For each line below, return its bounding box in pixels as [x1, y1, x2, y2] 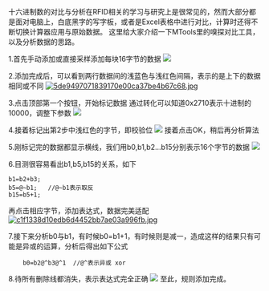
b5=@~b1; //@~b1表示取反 [8, 184, 94, 192]
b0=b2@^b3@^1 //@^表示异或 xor [22, 259, 126, 267]
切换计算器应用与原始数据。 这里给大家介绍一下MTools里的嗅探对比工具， [14, 27, 260, 36]
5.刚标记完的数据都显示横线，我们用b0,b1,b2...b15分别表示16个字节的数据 [8, 143, 251, 152]
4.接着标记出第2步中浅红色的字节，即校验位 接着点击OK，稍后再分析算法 [8, 125, 259, 135]
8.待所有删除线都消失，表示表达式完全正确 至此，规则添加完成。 [8, 274, 231, 283]
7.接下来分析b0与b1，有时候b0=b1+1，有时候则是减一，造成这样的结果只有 [8, 232, 255, 240]
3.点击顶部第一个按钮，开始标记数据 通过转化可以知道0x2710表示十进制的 [8, 99, 251, 107]
